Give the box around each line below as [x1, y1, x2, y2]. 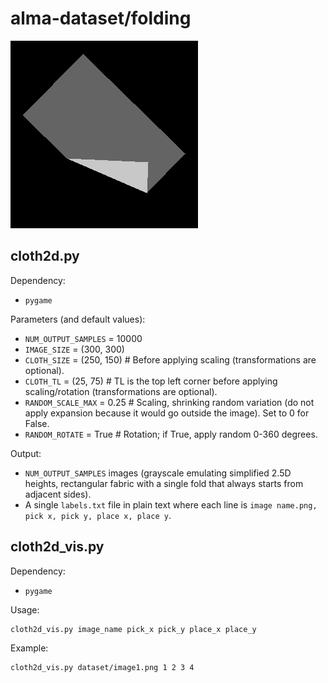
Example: [10, 642, 49, 654]
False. [24, 417, 50, 429]
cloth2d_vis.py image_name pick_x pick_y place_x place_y [10, 624, 257, 634]
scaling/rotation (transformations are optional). [24, 385, 218, 397]
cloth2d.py [10, 248, 80, 265]
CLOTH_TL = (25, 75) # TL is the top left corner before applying [24, 375, 278, 387]
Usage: [10, 603, 40, 616]
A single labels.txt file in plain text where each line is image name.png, [24, 498, 318, 511]
